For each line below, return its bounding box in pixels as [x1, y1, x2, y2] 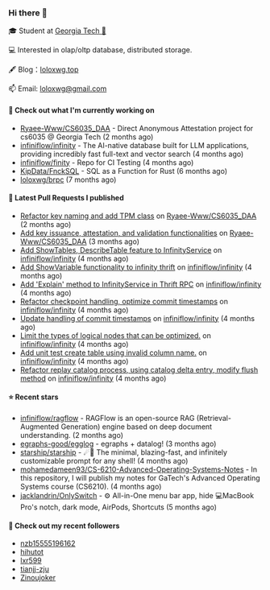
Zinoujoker [19, 573, 56, 583]
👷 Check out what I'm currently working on [8, 105, 155, 115]
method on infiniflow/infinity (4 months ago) [19, 373, 167, 383]
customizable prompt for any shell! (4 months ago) [19, 456, 189, 465]
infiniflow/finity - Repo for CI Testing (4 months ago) [19, 157, 194, 167]
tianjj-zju [19, 564, 50, 574]
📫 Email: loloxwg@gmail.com [8, 84, 107, 93]
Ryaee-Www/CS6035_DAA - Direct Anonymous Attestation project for [19, 123, 254, 133]
